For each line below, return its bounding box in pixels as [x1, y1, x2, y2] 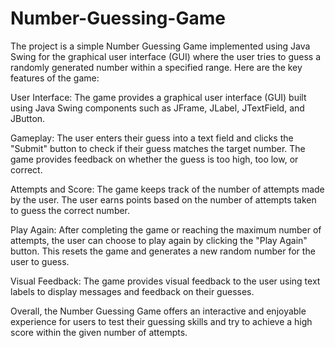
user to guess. [10, 255, 70, 267]
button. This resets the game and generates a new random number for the [10, 245, 316, 257]
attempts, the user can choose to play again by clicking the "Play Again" [10, 234, 308, 246]
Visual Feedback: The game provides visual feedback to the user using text [10, 275, 321, 287]
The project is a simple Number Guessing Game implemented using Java [10, 40, 311, 52]
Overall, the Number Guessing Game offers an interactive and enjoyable [10, 305, 307, 317]
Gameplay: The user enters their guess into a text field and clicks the [10, 132, 294, 144]
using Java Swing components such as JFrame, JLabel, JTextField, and [10, 102, 305, 114]
